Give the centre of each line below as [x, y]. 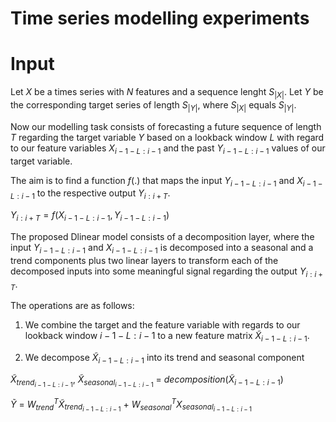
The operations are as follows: [72, 306]
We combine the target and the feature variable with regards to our [162, 325]
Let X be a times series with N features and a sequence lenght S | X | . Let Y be [167, 93]
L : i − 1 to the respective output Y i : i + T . [90, 194]
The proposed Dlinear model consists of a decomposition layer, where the [162, 236]
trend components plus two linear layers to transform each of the [144, 260]
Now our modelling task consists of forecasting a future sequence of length [166, 126]
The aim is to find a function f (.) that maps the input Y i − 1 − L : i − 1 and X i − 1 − [166, 181]
